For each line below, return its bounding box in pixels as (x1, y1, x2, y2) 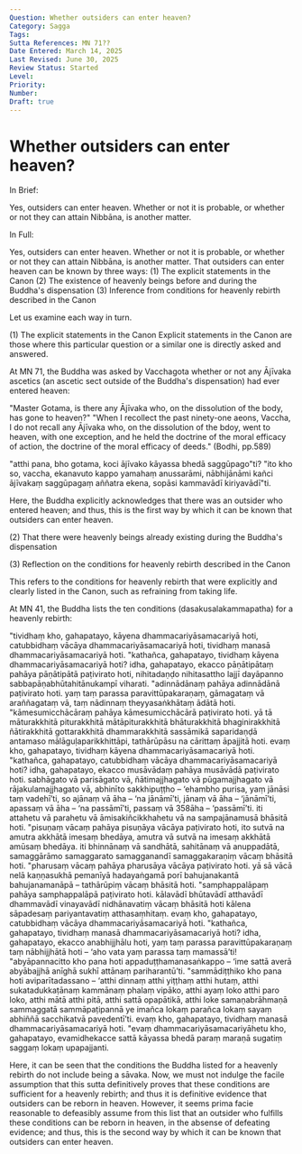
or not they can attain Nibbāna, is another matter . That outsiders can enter (9, 256, 285, 267)
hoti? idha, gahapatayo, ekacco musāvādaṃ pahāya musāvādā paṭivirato (9, 765, 279, 775)
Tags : (9, 30, 30, 39)
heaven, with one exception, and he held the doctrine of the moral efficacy (9, 432, 287, 443)
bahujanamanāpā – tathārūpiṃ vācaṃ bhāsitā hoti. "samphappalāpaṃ (9, 880, 269, 891)
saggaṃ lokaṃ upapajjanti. (9, 1042, 110, 1053)
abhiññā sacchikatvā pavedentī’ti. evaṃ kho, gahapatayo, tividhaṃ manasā (9, 1013, 288, 1024)
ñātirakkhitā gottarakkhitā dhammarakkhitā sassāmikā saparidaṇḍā (9, 727, 258, 737)
